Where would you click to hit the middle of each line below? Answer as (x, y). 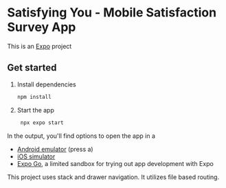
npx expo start (42, 122)
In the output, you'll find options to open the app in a (81, 136)
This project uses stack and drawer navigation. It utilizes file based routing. (113, 177)
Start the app (36, 110)
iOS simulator (36, 156)
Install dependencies (47, 84)
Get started (32, 68)
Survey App (42, 27)
